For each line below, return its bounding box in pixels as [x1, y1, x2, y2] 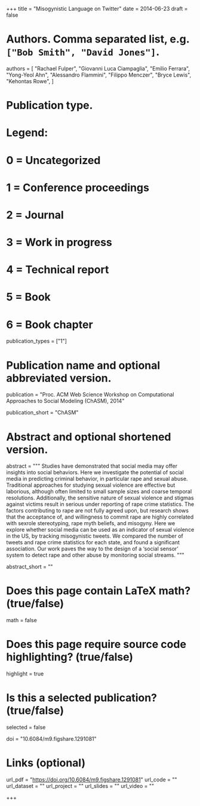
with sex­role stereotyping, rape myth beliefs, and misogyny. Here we [6, 520, 176, 527]
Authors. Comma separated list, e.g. [6, 32, 190, 46]
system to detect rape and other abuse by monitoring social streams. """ [6, 552, 184, 559]
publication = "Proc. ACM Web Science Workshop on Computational [6, 391, 174, 398]
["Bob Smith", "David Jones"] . [6, 45, 160, 59]
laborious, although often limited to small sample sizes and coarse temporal [6, 488, 192, 495]
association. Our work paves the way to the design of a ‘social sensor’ [6, 545, 179, 553]
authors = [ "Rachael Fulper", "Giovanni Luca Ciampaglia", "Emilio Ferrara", [6, 65, 190, 72]
